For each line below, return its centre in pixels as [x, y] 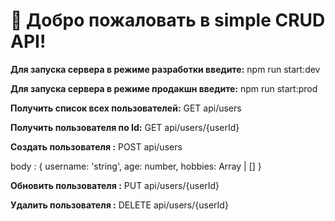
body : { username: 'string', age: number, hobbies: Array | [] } [136, 166]
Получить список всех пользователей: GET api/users [126, 108]
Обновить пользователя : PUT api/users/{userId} [115, 185]
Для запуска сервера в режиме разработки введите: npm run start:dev [165, 69]
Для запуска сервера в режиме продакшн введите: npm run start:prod [164, 88]
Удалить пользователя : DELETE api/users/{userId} [119, 205]
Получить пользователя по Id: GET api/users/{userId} [125, 127]
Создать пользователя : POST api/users [96, 146]
